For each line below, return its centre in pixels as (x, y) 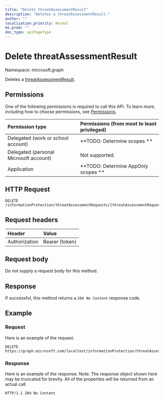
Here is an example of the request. (40, 338)
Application (20, 169)
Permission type (27, 126)
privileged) (93, 130)
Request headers (32, 220)
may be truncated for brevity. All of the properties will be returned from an (80, 379)
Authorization (23, 242)
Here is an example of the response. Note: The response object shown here (81, 374)
